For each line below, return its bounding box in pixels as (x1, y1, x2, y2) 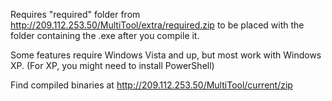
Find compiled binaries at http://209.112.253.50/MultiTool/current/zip (10, 79, 293, 91)
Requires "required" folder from (10, 9, 141, 20)
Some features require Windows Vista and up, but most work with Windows (10, 49, 322, 61)
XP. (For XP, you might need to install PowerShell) (10, 60, 215, 71)
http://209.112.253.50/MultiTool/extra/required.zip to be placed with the (10, 19, 305, 31)
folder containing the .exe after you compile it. (10, 30, 200, 41)
